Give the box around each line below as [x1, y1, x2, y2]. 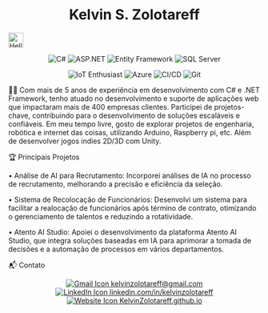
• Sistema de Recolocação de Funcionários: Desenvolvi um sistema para [8, 195, 248, 204]
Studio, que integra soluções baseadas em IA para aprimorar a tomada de [8, 235, 252, 245]
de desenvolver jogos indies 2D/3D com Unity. [8, 136, 162, 146]
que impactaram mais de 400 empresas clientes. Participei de [8, 102, 213, 111]
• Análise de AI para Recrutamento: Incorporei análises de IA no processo [8, 171, 252, 180]
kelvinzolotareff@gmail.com [110, 279, 203, 288]
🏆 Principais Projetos [8, 152, 80, 162]
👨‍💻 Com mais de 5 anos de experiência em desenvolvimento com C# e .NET [8, 85, 260, 94]
